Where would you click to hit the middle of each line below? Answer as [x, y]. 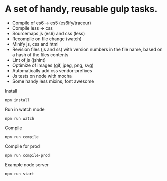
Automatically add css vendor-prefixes [52, 70]
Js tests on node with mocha [42, 76]
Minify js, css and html [35, 44]
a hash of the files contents [40, 55]
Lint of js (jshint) [29, 60]
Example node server [27, 164]
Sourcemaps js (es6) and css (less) [49, 33]
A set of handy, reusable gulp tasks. [81, 9]
